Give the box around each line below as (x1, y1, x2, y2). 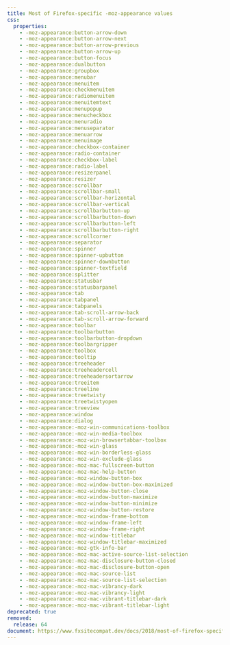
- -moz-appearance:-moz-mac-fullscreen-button (19, 462, 155, 469)
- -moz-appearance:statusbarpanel (19, 283, 118, 291)
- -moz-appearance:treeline (19, 385, 99, 392)
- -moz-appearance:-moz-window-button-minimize (19, 501, 157, 507)
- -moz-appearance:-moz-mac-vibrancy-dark (19, 583, 142, 590)
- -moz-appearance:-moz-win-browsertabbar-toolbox (19, 436, 167, 444)
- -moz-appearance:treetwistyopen (19, 399, 118, 405)
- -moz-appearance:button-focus (19, 55, 112, 62)
